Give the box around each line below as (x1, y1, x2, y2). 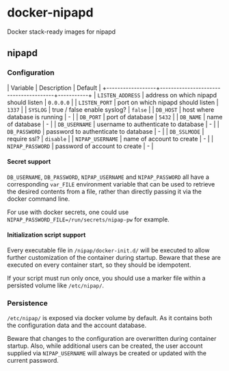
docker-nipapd (7, 5, 94, 21)
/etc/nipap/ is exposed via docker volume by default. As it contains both (7, 314, 213, 322)
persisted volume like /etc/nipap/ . (7, 281, 105, 289)
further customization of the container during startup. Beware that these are (7, 254, 221, 262)
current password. (7, 357, 59, 365)
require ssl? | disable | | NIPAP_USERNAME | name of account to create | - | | (7, 134, 214, 143)
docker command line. (7, 194, 70, 203)
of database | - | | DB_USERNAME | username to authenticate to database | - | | (7, 120, 220, 128)
